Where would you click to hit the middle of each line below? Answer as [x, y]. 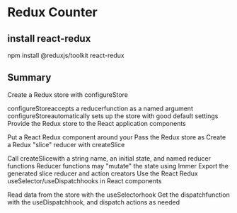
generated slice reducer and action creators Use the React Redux [103, 173]
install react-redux [49, 39]
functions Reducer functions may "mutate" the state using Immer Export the [118, 166]
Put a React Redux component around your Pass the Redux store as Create [117, 137]
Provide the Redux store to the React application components [97, 123]
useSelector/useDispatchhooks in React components [85, 180]
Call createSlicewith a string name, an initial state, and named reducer [109, 158]
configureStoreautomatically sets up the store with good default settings [113, 116]
